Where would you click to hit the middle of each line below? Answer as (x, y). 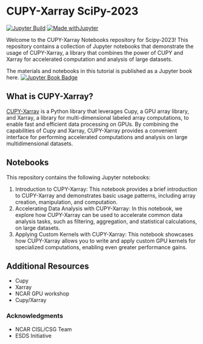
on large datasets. (38, 228)
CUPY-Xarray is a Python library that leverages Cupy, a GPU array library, (98, 111)
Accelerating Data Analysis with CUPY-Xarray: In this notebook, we (99, 208)
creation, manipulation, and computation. (66, 202)
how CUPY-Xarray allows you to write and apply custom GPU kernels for (105, 241)
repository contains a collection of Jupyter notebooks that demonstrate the (100, 46)
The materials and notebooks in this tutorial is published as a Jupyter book (99, 71)
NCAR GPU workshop (42, 294)
